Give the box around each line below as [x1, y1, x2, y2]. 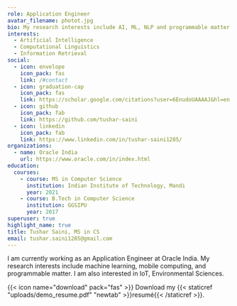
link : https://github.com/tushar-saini [20, 116, 138, 123]
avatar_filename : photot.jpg [7, 17, 94, 24]
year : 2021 [26, 189, 59, 196]
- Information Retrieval [13, 50, 87, 58]
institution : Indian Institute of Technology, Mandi [26, 182, 186, 189]
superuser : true [7, 215, 55, 222]
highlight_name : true [7, 222, 72, 229]
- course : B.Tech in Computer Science [20, 195, 135, 202]
